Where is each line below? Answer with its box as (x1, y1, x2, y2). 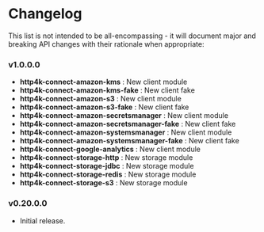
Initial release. (19, 215, 66, 226)
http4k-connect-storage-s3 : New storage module (19, 178, 188, 188)
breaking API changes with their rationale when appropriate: (8, 39, 205, 48)
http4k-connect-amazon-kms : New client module (19, 77, 188, 87)
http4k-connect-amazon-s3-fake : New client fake (19, 102, 189, 112)
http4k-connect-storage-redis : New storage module (19, 169, 197, 179)
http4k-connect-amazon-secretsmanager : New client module (19, 111, 228, 120)
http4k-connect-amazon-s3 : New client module (19, 94, 182, 104)
